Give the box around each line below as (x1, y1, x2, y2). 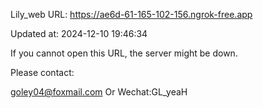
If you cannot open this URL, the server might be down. (10, 47, 238, 59)
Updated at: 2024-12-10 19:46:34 (10, 28, 148, 39)
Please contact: (10, 67, 75, 78)
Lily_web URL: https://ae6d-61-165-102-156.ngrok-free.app (10, 9, 253, 20)
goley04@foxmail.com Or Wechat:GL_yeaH (10, 86, 188, 98)
